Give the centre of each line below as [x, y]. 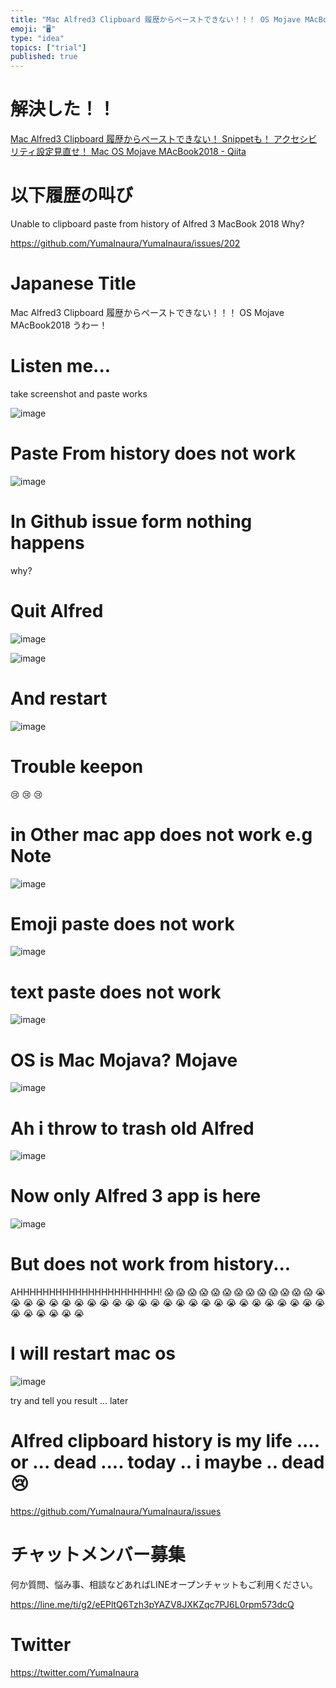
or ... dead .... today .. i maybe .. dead [167, 1462]
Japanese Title [73, 283]
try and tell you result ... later [69, 1401]
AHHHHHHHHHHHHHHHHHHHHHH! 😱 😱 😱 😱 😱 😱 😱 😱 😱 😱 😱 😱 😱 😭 [168, 1292]
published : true [44, 57]
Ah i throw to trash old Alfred [132, 1128]
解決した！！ [63, 109]
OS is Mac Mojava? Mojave [124, 1060]
